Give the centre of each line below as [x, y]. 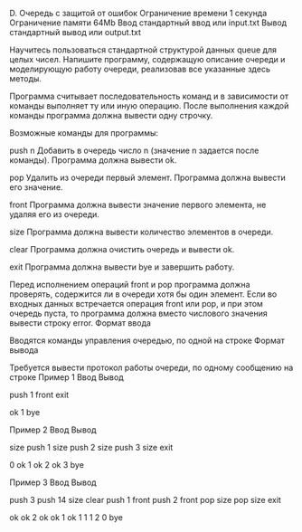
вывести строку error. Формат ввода [80, 323]
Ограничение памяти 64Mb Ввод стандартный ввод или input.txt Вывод [148, 23]
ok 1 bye [25, 412]
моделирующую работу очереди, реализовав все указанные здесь [140, 69]
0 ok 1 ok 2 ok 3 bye [47, 465]
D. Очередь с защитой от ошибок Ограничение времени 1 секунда [138, 13]
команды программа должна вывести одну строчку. [111, 115]
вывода [24, 350]
